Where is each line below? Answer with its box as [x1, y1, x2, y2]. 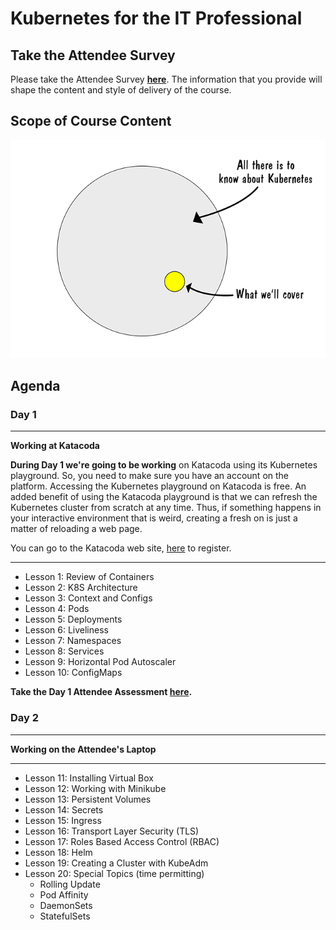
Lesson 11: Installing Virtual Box [24, 772, 154, 784]
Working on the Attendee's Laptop [10, 743, 157, 755]
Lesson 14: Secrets [24, 803, 104, 816]
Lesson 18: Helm [24, 846, 93, 858]
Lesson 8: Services [24, 645, 105, 657]
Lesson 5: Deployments [24, 613, 123, 626]
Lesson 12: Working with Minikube [24, 782, 167, 794]
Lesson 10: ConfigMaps [24, 667, 123, 679]
